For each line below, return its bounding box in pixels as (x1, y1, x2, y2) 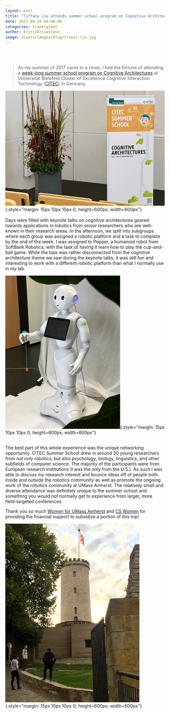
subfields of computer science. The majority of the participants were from (5, 461, 160, 467)
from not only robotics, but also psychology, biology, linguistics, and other (5, 455, 160, 461)
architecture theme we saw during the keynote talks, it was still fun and (5, 254, 154, 260)
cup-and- (143, 244, 163, 250)
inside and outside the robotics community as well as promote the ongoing (5, 477, 161, 483)
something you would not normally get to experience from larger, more (5, 493, 153, 499)
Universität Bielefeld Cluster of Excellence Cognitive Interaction (17, 75, 150, 81)
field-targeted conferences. (5, 498, 63, 504)
